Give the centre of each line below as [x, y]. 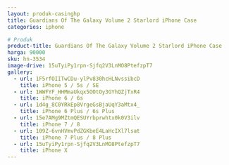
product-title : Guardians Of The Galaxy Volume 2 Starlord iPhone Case [114, 46]
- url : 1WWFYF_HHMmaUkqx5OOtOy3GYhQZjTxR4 [77, 92]
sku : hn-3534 [26, 59]
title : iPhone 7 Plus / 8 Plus [66, 138]
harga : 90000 [26, 53]
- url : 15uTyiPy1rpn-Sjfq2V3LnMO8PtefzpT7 [77, 144]
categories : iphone [36, 27]
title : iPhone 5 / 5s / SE [60, 85]
